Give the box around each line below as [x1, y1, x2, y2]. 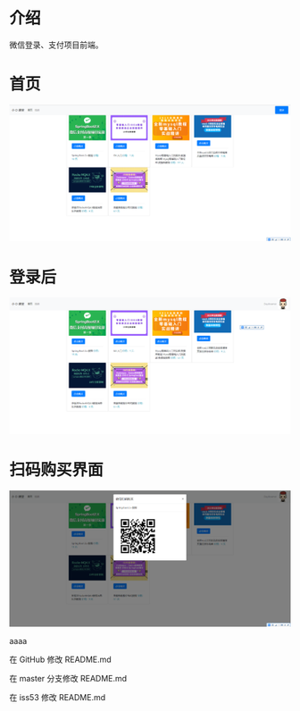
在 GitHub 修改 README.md [9, 654, 112, 665]
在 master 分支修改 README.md [9, 673, 128, 684]
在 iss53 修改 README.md [9, 692, 106, 703]
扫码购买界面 [9, 460, 104, 481]
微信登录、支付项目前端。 [9, 39, 104, 50]
